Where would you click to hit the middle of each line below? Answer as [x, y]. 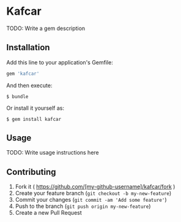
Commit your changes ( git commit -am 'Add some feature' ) [91, 200]
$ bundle [17, 96]
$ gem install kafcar [34, 119]
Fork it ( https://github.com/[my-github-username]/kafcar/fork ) [95, 187]
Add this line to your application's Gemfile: [60, 62]
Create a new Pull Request [49, 213]
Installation [28, 48]
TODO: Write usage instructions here [53, 153]
